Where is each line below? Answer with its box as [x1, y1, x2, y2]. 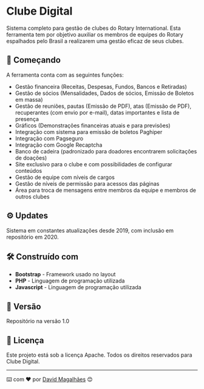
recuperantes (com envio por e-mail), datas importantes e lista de [15, 108, 180, 116]
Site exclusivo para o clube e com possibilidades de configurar [15, 160, 172, 168]
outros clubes [15, 193, 50, 200]
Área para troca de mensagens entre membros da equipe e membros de [15, 186, 196, 194]
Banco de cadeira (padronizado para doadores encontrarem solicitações [15, 147, 197, 155]
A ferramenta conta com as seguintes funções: [6, 71, 124, 79]
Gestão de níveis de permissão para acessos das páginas [15, 180, 160, 187]
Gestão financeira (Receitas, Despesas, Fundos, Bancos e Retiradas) [15, 83, 187, 90]
